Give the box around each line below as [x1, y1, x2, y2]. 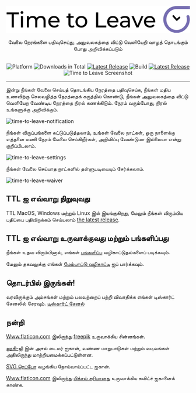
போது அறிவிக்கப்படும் [73, 45, 123, 52]
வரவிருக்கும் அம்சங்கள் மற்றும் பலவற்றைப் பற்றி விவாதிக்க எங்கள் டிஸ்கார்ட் [6, 293, 175, 300]
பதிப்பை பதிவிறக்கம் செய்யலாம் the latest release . [6, 216, 120, 223]
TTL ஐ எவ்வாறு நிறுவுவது [6, 194, 90, 204]
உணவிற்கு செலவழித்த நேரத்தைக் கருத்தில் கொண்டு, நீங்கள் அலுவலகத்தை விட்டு [6, 93, 188, 100]
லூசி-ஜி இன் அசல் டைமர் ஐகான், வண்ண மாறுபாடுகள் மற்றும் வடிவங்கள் [6, 345, 170, 352]
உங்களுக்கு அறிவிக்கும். [6, 105, 58, 113]
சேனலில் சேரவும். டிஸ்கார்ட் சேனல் [6, 300, 85, 307]
